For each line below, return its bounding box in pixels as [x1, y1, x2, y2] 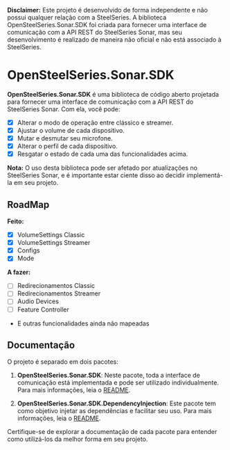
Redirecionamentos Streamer [17, 289, 101, 298]
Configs [17, 246, 40, 255]
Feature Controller [17, 305, 69, 314]
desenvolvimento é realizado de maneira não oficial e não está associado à [7, 35, 222, 44]
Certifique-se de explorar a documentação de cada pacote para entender [7, 428, 218, 436]
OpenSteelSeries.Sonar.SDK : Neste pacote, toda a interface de [17, 371, 201, 380]
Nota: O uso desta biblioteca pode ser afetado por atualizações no [7, 163, 197, 172]
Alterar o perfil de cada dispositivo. [17, 142, 118, 150]
